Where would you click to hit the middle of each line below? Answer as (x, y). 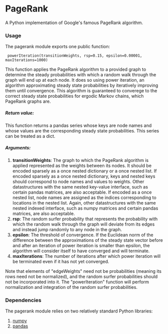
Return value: (20, 113)
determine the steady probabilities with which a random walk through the (81, 75)
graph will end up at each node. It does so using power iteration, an (75, 80)
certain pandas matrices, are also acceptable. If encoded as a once (82, 192)
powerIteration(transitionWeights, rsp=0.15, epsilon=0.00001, (75, 56)
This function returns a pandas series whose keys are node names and (78, 125)
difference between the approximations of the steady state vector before (88, 240)
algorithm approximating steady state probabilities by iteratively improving (82, 85)
